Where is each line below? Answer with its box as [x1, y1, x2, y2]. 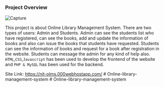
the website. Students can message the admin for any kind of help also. [5, 51, 150, 57]
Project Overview [5, 4, 48, 11]
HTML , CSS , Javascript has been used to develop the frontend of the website [5, 56, 155, 62]
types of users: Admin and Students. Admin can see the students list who [5, 30, 154, 36]
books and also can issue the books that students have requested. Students [5, 41, 159, 46]
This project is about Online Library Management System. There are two [5, 25, 152, 31]
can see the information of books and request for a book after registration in [5, 46, 160, 52]
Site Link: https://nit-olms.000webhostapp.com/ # [5, 71, 106, 77]
